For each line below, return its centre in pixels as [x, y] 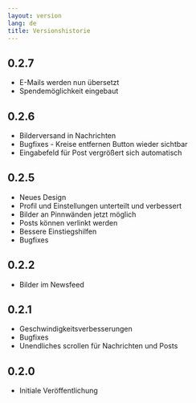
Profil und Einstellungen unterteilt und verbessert [100, 206]
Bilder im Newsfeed [52, 284]
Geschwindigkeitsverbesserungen [76, 329]
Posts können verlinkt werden [68, 222]
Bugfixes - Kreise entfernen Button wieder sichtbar [103, 144]
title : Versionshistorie [49, 31]
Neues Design [43, 197]
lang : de [22, 23]
